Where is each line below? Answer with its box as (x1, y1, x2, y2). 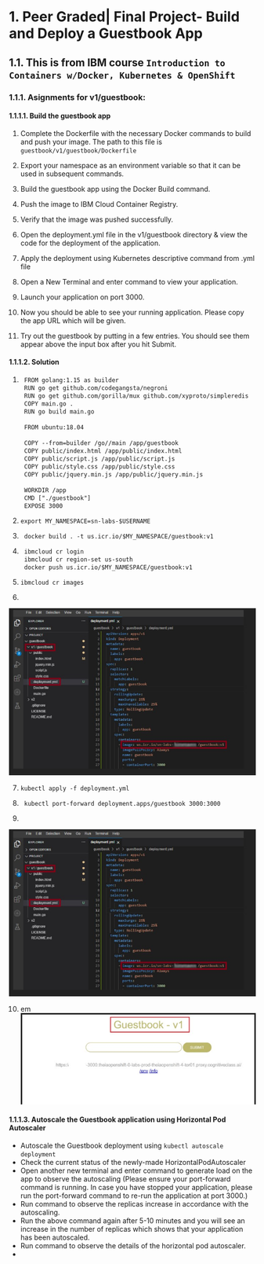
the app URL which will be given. (20, 315, 126, 325)
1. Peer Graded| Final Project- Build (9, 8, 240, 26)
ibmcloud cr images (20, 579, 85, 586)
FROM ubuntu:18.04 (24, 423, 85, 432)
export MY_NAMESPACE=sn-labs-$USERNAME (20, 517, 151, 525)
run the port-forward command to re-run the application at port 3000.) (20, 1191, 248, 1200)
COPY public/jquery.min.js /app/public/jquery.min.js (24, 470, 204, 479)
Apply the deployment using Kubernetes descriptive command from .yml (20, 253, 255, 263)
